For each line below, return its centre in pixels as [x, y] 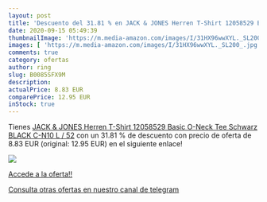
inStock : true [32, 104]
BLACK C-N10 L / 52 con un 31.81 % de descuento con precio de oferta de [130, 135]
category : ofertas [39, 60]
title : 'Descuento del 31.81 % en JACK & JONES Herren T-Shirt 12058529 [131, 23]
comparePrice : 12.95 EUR [49, 97]
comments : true [33, 52]
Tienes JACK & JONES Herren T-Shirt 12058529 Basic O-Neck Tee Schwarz [133, 127]
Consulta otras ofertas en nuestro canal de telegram [94, 190]
